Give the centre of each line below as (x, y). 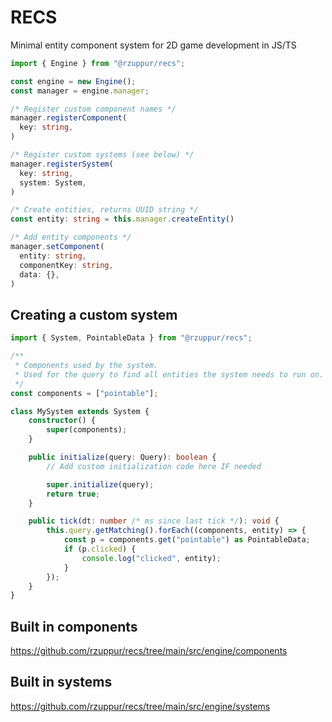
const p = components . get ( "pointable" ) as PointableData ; (187, 540)
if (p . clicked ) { (100, 549)
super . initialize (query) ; (100, 484)
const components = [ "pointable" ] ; (84, 393)
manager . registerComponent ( (69, 118)
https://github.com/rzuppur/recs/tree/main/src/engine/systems (140, 706)
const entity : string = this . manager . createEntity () (122, 219)
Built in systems (61, 682)
